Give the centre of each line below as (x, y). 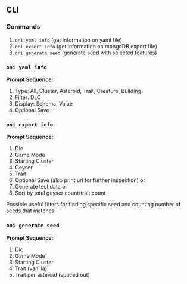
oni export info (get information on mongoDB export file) (86, 46)
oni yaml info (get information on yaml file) (68, 40)
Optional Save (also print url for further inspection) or (80, 180)
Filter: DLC (28, 97)
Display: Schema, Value (44, 103)
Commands (23, 27)
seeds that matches (30, 211)
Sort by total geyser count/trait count (60, 193)
